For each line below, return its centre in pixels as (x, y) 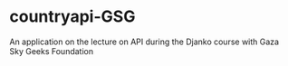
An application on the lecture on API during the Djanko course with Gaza (144, 42)
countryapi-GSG (72, 17)
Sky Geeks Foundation (51, 51)
